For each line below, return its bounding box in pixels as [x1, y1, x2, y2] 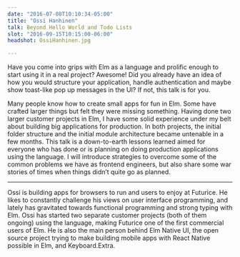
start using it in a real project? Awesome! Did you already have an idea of [7, 71, 222, 79]
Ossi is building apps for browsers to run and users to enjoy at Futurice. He [7, 188, 228, 197]
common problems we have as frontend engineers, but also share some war [7, 160, 232, 168]
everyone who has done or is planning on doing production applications [7, 145, 219, 153]
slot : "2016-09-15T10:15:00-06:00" [7, 30, 114, 38]
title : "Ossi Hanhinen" [7, 17, 79, 24]
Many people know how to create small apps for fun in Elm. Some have [7, 99, 216, 108]
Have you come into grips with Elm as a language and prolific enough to [7, 63, 219, 71]
